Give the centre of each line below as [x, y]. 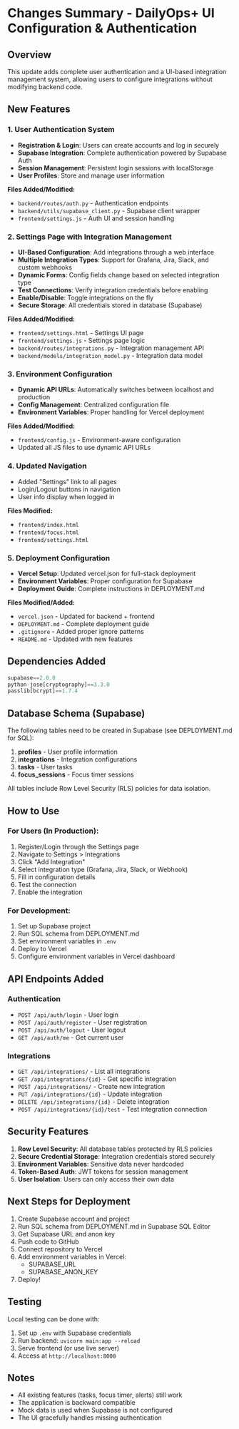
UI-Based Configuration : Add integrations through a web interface [116, 252]
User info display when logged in [66, 496]
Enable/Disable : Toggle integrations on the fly [86, 297]
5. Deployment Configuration [59, 558]
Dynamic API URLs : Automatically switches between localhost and [116, 389]
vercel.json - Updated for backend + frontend [86, 616]
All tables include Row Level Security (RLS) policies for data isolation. [109, 789]
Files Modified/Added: [41, 602]
